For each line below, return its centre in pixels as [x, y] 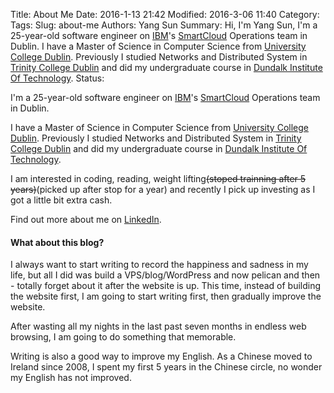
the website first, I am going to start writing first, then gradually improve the [166, 296]
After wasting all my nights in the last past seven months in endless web [158, 326]
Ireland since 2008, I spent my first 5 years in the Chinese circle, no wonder [166, 367]
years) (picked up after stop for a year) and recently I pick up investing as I [163, 189]
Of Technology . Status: [57, 78]
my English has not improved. [71, 378]
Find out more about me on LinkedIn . [86, 219]
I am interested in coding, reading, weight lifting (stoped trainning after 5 [158, 178]
